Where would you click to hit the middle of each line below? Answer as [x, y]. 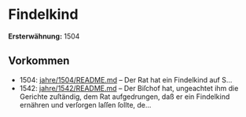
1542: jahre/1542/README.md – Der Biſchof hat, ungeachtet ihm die [129, 88]
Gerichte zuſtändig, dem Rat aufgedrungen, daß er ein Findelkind [125, 97]
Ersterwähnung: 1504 [44, 36]
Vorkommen [39, 61]
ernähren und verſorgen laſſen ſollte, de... [85, 104]
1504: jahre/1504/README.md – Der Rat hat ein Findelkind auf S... [126, 79]
